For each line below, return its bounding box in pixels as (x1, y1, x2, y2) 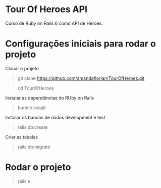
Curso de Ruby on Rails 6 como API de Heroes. (5, 20, 103, 26)
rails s (17, 178, 30, 184)
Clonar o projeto (5, 65, 39, 71)
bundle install (17, 105, 46, 111)
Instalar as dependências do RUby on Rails (5, 95, 94, 101)
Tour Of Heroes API (5, 4, 87, 15)
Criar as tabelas (5, 134, 38, 140)
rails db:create (17, 124, 48, 130)
